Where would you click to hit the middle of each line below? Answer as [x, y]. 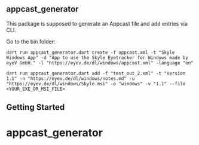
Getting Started [36, 107]
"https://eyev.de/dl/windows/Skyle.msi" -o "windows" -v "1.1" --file [96, 84]
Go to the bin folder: [31, 41]
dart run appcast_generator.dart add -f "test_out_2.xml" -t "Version [96, 73]
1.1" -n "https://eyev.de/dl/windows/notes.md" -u [71, 78]
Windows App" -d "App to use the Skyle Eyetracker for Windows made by [97, 58]
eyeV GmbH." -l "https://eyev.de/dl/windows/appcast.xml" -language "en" [100, 63]
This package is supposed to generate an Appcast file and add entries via [97, 23]
